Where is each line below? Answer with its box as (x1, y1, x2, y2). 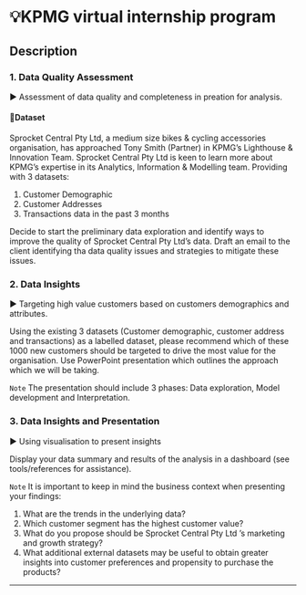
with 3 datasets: (9, 172, 70, 183)
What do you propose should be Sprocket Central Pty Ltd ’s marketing (22, 527, 285, 538)
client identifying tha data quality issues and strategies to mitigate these (9, 245, 280, 256)
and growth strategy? (22, 537, 103, 548)
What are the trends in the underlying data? (22, 508, 187, 519)
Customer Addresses (22, 199, 103, 210)
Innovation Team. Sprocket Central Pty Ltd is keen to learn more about (9, 152, 273, 163)
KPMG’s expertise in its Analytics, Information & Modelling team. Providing (9, 162, 289, 172)
